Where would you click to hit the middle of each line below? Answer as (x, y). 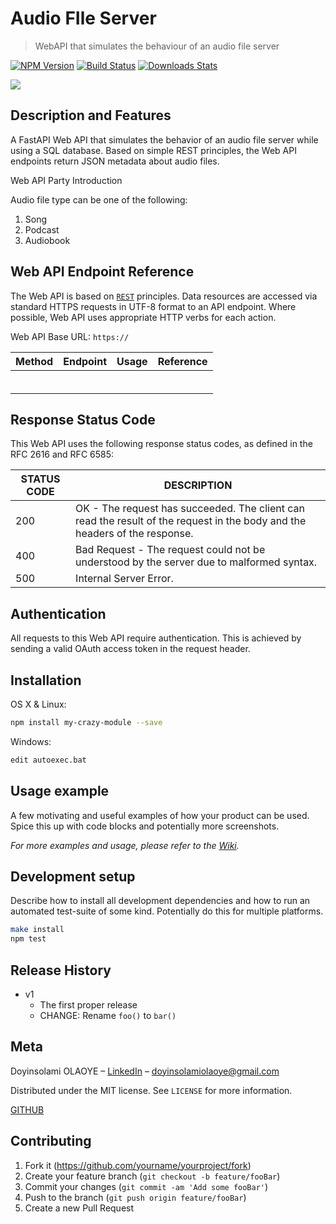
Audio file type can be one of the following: (99, 199)
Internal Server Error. (124, 579)
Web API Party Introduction (66, 180)
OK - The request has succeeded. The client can (190, 509)
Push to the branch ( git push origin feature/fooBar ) (135, 1197)
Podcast (42, 229)
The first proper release (88, 1004)
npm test (28, 939)
